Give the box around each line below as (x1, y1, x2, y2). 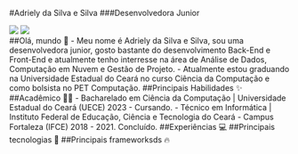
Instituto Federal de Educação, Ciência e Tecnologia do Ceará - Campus (9, 111, 274, 122)
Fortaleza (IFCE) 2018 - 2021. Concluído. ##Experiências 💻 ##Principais (9, 122, 276, 132)
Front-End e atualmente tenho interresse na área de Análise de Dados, (9, 54, 267, 65)
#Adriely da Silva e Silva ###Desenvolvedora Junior (9, 8, 200, 18)
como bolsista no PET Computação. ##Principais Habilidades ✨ (9, 83, 243, 93)
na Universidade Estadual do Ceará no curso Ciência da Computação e (9, 73, 270, 84)
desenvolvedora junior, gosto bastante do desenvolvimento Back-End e (9, 45, 271, 55)
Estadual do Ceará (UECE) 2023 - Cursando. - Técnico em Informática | (9, 102, 272, 112)
